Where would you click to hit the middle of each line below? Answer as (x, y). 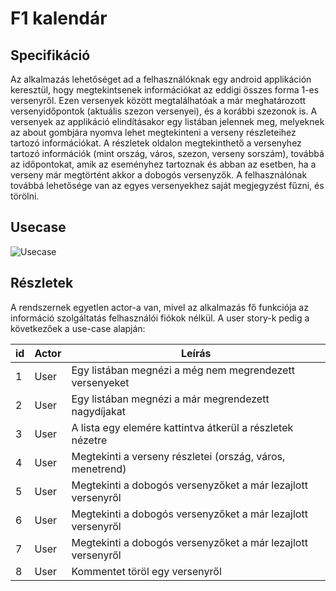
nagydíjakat (98, 411)
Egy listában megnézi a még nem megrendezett (183, 370)
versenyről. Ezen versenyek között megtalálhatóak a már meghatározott (158, 100)
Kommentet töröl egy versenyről (146, 571)
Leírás (196, 353)
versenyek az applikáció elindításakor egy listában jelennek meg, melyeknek (167, 121)
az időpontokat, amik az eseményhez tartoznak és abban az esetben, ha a (163, 164)
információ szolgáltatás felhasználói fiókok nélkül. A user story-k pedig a (160, 318)
